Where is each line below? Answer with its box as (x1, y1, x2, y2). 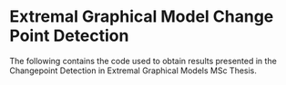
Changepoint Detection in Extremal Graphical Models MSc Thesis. (9, 65, 258, 76)
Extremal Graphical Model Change (9, 6, 274, 27)
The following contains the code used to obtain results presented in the (9, 55, 278, 66)
